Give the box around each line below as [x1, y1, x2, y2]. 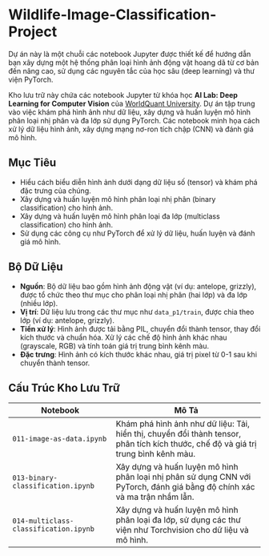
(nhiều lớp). [19, 298, 58, 308]
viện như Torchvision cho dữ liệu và [115, 525, 250, 536]
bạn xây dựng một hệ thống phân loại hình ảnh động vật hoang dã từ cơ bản [8, 58, 259, 67]
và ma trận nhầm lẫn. [115, 491, 195, 502]
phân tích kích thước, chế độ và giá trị [115, 438, 257, 449]
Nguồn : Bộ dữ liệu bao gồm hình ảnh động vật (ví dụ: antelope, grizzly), [19, 281, 257, 291]
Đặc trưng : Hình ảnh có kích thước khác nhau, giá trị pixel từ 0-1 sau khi [19, 349, 258, 359]
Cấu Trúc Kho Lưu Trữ [8, 381, 120, 394]
